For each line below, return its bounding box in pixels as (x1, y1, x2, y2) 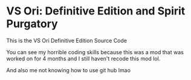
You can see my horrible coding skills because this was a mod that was (6, 48, 184, 55)
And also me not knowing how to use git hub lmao (6, 66, 131, 73)
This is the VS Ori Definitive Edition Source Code (6, 37, 127, 44)
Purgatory (6, 17, 59, 31)
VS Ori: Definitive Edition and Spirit (6, 4, 186, 18)
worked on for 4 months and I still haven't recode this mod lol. (6, 55, 161, 62)
